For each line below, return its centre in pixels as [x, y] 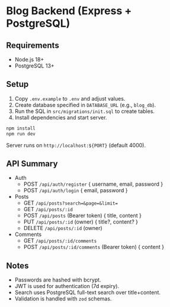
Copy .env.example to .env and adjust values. [70, 98]
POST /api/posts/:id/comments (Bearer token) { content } [94, 247]
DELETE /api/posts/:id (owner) [63, 228]
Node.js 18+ [29, 59]
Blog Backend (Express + [69, 11]
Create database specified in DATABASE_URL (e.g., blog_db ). [85, 105]
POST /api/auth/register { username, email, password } [93, 184]
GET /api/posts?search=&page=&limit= [71, 203]
